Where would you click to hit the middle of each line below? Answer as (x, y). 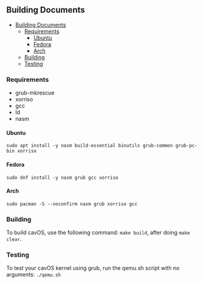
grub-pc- (187, 146)
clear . (14, 239)
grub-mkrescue (35, 93)
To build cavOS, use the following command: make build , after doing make (98, 233)
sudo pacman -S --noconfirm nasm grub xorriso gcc (72, 204)
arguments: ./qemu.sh (34, 275)
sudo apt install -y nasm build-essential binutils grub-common (90, 146)
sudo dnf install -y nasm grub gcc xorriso (62, 177)
